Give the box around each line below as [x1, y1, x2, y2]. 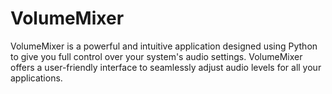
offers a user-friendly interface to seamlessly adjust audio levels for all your [10, 61, 322, 73]
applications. [10, 72, 63, 84]
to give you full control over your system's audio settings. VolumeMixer [10, 50, 303, 62]
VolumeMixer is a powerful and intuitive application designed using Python [10, 40, 318, 52]
